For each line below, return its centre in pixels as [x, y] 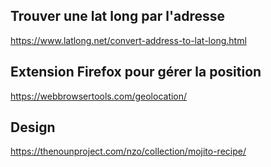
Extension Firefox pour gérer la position [136, 72]
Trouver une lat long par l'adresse [118, 16]
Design [33, 127]
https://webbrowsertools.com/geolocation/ [99, 96]
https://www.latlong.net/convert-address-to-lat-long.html [128, 40]
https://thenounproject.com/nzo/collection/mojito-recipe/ [128, 151]
